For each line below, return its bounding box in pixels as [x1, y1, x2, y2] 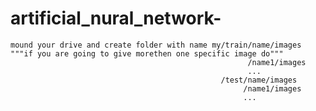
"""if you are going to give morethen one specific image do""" [10, 48, 284, 59]
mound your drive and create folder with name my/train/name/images [10, 40, 302, 50]
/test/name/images [220, 75, 298, 85]
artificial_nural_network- [10, 7, 222, 30]
